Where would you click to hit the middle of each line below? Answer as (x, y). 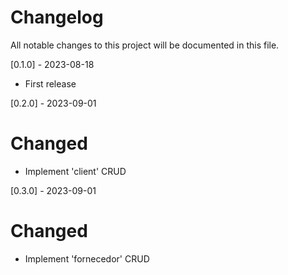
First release (50, 83)
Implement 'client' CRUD (75, 171)
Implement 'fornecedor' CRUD (87, 258)
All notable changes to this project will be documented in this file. (145, 45)
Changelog (57, 17)
